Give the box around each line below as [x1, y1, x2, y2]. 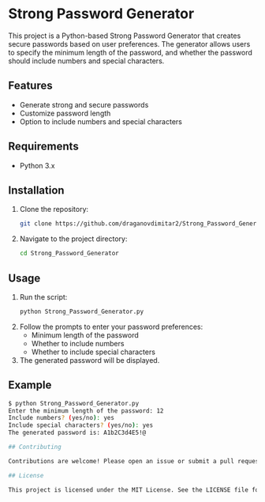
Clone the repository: [19, 205, 89, 214]
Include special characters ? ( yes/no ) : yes [8, 421, 154, 429]
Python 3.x [19, 160, 55, 170]
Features [8, 79, 53, 92]
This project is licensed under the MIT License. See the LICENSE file [8, 485, 248, 494]
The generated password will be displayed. [19, 355, 160, 364]
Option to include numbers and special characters [19, 116, 183, 126]
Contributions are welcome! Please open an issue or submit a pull [8, 457, 235, 465]
